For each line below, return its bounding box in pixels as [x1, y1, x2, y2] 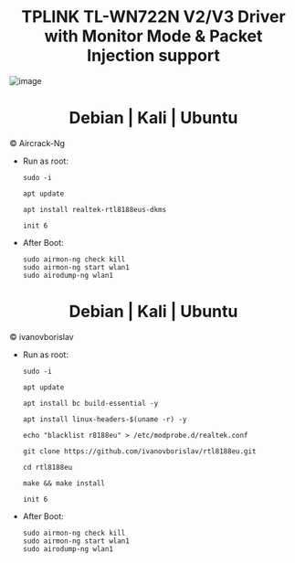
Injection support [86, 46, 221, 66]
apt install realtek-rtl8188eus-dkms [22, 205, 167, 214]
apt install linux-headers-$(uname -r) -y [22, 414, 187, 424]
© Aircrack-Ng [9, 137, 66, 148]
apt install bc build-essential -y [22, 398, 159, 408]
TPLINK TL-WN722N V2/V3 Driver [21, 6, 286, 27]
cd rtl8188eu [22, 462, 73, 472]
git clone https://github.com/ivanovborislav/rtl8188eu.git [22, 446, 257, 456]
